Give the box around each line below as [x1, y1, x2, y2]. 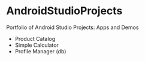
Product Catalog [14, 35, 56, 42]
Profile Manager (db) [14, 47, 67, 54]
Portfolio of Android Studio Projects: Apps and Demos [6, 24, 139, 31]
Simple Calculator [14, 41, 59, 49]
